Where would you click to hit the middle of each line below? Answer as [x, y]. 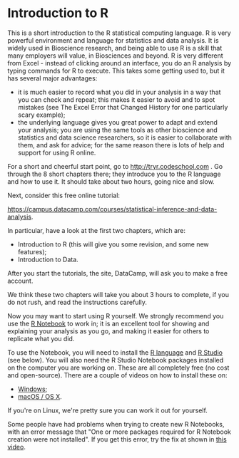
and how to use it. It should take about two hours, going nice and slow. [111, 181]
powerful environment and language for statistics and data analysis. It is [113, 40]
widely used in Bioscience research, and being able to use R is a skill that [115, 48]
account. [20, 281]
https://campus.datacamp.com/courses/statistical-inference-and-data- [112, 209]
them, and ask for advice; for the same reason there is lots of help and [121, 145]
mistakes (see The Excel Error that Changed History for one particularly [123, 107]
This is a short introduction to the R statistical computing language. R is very [119, 33]
